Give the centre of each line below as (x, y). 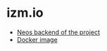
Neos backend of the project (58, 32)
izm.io (25, 13)
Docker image (37, 39)
